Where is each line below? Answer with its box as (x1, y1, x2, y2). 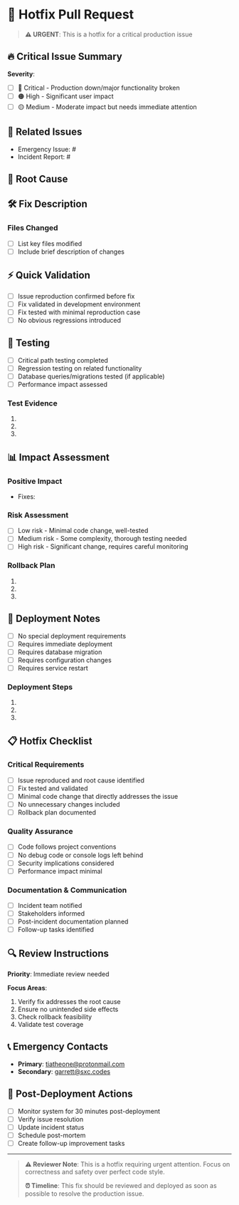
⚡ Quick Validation (7, 269, 90, 281)
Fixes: (17, 492, 36, 501)
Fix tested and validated (17, 784, 88, 792)
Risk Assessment (7, 510, 69, 519)
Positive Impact (7, 476, 63, 486)
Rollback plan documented (17, 808, 97, 817)
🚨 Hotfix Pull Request (7, 6, 134, 23)
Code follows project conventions (17, 842, 117, 851)
